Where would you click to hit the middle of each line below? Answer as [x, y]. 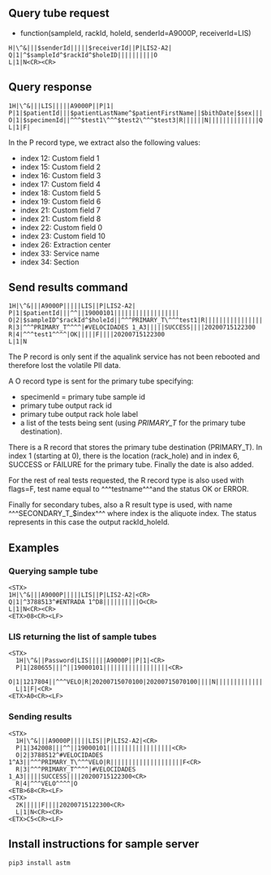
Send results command [68, 288]
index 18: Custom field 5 [60, 192]
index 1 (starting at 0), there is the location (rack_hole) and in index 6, [124, 456]
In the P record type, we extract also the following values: [105, 142]
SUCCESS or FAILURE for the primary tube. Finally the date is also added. [131, 465]
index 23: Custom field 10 [62, 236]
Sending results [40, 717]
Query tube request [59, 13]
